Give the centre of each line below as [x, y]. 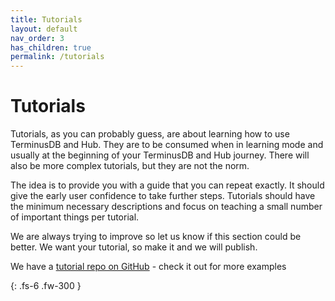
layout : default [44, 29]
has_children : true [51, 47]
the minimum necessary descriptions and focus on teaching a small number [166, 207]
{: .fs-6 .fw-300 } [46, 286]
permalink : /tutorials [57, 57]
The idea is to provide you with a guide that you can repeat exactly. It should [167, 185]
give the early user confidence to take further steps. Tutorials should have [163, 196]
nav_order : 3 [37, 38]
